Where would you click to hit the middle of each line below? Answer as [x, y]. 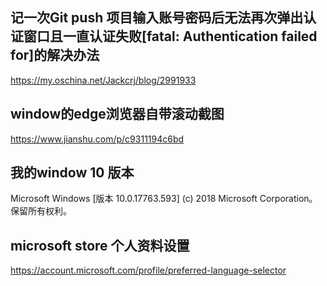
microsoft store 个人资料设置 [100, 245]
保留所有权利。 [41, 211]
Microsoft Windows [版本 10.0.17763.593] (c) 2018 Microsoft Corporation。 [164, 199]
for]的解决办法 [55, 55]
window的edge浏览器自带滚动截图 [117, 114]
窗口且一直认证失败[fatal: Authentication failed [170, 36]
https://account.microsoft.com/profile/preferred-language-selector [148, 270]
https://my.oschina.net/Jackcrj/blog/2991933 [103, 80]
